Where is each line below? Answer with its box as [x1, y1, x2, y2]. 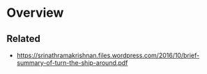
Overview [6, 5, 64, 21]
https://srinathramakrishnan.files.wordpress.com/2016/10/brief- [16, 51, 200, 59]
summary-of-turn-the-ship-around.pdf [16, 59, 128, 67]
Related [6, 33, 41, 45]
